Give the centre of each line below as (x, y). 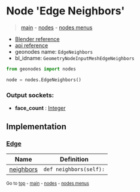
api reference (31, 45)
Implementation (36, 127)
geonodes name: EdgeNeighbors (54, 51)
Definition (74, 159)
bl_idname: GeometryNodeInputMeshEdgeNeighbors (74, 58)
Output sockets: (30, 95)
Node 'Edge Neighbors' (66, 11)
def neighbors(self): (74, 169)
